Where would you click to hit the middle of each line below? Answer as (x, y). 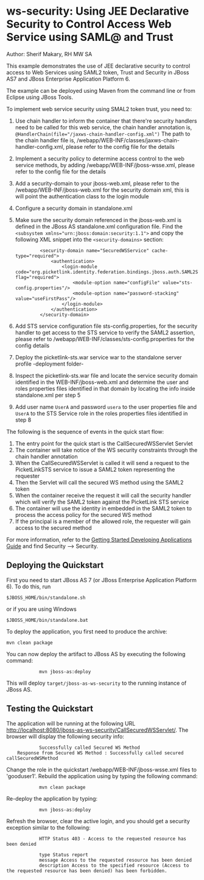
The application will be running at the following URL (71, 723)
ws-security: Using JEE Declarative (98, 11)
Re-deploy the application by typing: (52, 798)
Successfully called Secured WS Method (89, 748)
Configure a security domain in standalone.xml (74, 208)
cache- (160, 251)
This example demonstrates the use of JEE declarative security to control (98, 66)
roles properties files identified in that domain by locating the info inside (105, 388)
